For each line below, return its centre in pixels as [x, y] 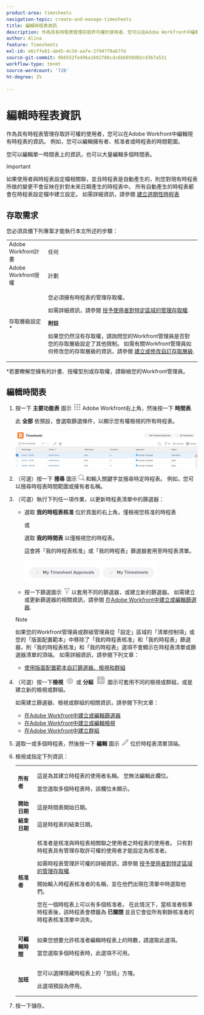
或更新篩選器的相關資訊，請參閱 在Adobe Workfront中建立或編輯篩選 [110, 599]
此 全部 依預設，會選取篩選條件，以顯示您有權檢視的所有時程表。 [96, 421]
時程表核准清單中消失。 [66, 920]
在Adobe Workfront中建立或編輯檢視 [70, 723]
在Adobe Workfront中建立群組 [62, 730]
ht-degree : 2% [24, 77]
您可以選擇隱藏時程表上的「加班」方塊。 [88, 973]
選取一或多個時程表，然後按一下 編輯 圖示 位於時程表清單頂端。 [99, 743]
